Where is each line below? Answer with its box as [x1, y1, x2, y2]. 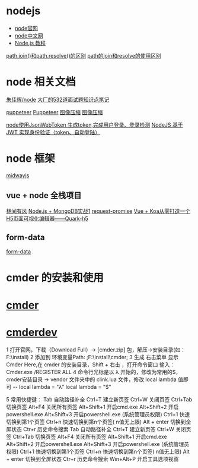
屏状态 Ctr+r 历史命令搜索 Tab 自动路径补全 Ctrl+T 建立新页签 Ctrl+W [6, 425, 175, 432]
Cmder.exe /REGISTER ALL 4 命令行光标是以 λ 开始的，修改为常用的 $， [6, 368, 181, 375]
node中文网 [14, 32, 43, 39]
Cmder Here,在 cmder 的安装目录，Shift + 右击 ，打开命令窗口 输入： [6, 361, 175, 368]
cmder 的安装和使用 [6, 271, 104, 284]
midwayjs [6, 171, 30, 179]
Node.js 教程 [14, 39, 46, 46]
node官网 [14, 24, 39, 32]
